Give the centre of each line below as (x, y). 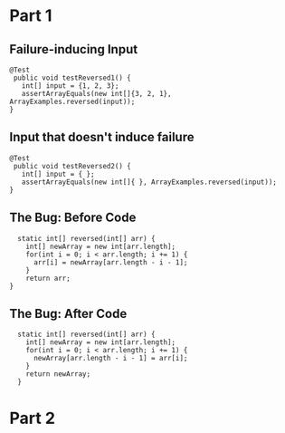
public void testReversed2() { (72, 166)
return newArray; (58, 374)
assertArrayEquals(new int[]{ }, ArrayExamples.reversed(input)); (149, 182)
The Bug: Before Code (73, 218)
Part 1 (31, 16)
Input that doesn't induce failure (102, 137)
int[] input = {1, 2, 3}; (70, 86)
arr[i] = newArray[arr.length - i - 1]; (110, 262)
